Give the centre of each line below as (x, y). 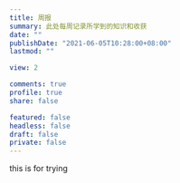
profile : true (36, 92)
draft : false (34, 134)
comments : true (38, 84)
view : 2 (24, 68)
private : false (38, 143)
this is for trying (38, 169)
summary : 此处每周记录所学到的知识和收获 (78, 26)
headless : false (40, 126)
